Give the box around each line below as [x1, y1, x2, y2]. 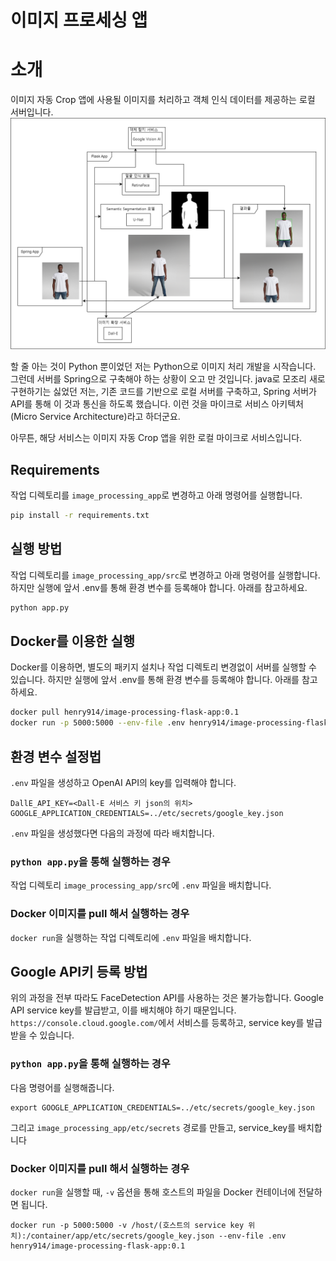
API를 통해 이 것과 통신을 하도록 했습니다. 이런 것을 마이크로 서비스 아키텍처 [10, 398, 304, 410]
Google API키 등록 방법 [10, 963, 148, 980]
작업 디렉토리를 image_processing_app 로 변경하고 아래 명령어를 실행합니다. [10, 489, 303, 501]
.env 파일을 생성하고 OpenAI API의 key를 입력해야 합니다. [10, 777, 237, 788]
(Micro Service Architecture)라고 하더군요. [10, 411, 181, 423]
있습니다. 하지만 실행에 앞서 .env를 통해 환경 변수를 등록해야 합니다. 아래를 [10, 674, 300, 686]
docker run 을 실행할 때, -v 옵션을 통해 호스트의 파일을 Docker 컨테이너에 [10, 1186, 297, 1198]
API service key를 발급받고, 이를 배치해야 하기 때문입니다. [10, 1004, 237, 1016]
